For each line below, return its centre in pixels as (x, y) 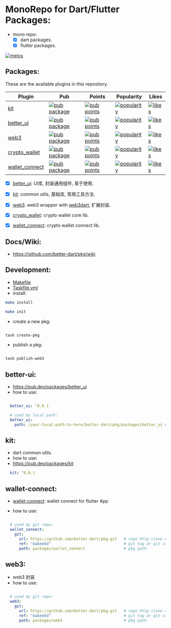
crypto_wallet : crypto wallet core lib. (51, 215)
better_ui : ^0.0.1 (30, 406)
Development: (28, 270)
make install (19, 302)
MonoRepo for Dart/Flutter (62, 9)
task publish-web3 (25, 359)
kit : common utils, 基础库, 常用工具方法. (54, 194)
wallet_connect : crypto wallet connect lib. (56, 226)
